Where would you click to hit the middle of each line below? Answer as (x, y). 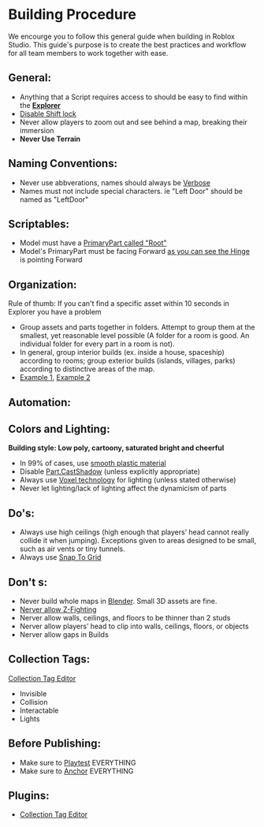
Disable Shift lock (48, 114)
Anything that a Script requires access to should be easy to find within (134, 97)
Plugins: (29, 796)
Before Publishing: (54, 744)
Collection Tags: (49, 659)
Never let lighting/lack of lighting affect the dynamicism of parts (123, 488)
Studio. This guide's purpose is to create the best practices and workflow (127, 44)
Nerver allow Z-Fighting (58, 609)
